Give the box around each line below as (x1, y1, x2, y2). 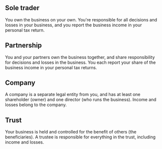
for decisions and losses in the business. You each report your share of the (5, 59, 156, 65)
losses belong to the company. (5, 102, 67, 108)
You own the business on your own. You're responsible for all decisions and (5, 17, 158, 22)
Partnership (5, 41, 42, 50)
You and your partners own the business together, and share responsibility (5, 54, 155, 60)
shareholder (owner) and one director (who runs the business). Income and (5, 97, 157, 103)
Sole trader (5, 4, 40, 12)
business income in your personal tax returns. (5, 64, 97, 70)
